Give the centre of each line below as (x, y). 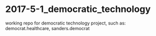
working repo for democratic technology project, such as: (66, 23)
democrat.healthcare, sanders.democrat (48, 28)
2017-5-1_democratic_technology (78, 9)
